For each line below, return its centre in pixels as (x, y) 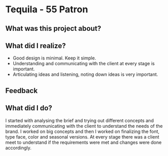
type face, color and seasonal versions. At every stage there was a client (82, 136)
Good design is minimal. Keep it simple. (54, 58)
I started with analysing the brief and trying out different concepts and (80, 120)
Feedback (22, 91)
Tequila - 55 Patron (47, 9)
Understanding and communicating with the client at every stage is (84, 64)
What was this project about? (53, 28)
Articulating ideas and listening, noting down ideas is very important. (85, 74)
